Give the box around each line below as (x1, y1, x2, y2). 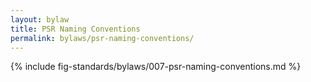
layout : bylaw (10, 14, 70, 25)
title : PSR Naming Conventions (10, 24, 141, 34)
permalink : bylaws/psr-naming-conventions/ (10, 33, 195, 43)
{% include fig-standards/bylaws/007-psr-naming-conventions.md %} (10, 61, 302, 73)
